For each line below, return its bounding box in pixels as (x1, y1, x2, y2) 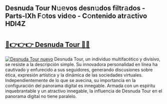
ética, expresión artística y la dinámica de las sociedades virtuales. (5, 72, 143, 78)
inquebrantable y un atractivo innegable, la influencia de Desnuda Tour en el (5, 88, 162, 94)
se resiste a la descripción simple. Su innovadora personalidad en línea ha (5, 61, 158, 67)
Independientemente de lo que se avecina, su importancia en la (5, 77, 136, 83)
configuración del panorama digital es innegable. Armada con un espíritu (5, 82, 155, 88)
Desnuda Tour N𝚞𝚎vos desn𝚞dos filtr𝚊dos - (5, 4, 145, 12)
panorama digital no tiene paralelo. (5, 93, 77, 99)
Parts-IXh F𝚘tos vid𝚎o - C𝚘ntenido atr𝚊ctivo (5, 12, 147, 20)
